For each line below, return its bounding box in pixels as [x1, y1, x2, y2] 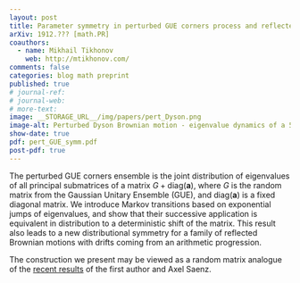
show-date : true [9, 129, 70, 138]
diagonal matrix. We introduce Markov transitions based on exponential [9, 198, 271, 210]
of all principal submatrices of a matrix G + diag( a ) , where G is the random [9, 179, 282, 190]
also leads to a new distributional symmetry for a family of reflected [9, 227, 258, 237]
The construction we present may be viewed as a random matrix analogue [9, 254, 283, 264]
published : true [9, 79, 70, 88]
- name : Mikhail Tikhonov [17, 46, 114, 55]
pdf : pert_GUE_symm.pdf [9, 137, 98, 146]
